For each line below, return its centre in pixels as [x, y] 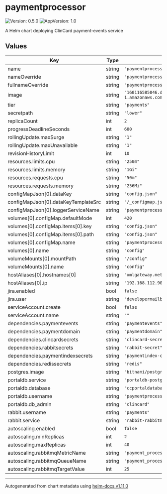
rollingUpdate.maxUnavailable [43, 145]
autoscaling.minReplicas [36, 436]
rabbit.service [24, 420]
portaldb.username [30, 396]
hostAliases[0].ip [28, 283]
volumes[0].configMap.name [42, 242]
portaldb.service [27, 380]
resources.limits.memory [37, 169]
